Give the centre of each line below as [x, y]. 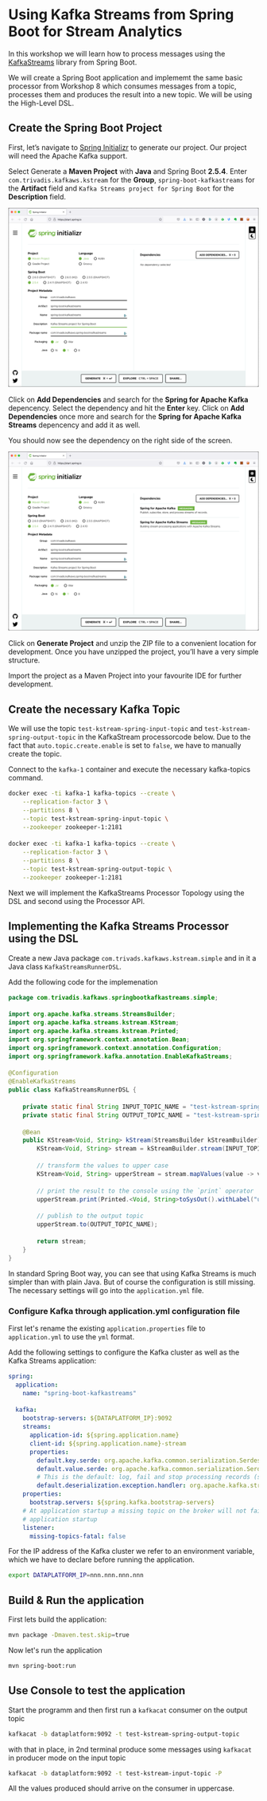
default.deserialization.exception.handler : [112, 1486]
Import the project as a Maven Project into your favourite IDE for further [125, 676]
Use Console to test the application [97, 1691]
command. [26, 778]
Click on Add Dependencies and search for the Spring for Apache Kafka [128, 399]
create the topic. [35, 754]
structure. [24, 660]
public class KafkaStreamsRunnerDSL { [72, 1090]
